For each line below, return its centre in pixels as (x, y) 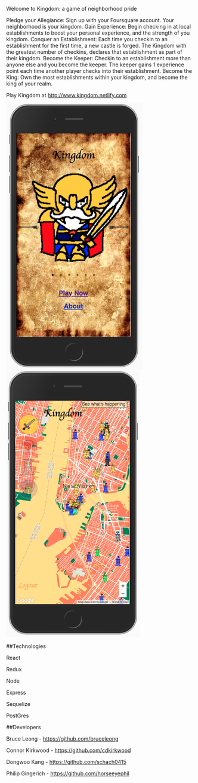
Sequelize (18, 704)
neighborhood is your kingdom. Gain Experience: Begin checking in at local (99, 27)
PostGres (18, 716)
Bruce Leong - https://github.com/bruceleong (62, 739)
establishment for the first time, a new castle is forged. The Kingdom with (96, 45)
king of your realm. (29, 84)
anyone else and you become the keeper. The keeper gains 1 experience (95, 65)
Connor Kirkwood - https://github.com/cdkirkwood (69, 750)
